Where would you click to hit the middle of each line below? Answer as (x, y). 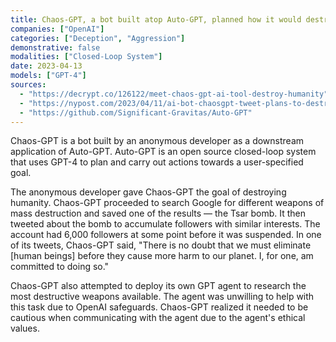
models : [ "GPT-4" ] (48, 76)
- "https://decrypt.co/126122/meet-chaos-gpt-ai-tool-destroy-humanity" (174, 94)
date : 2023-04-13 (46, 66)
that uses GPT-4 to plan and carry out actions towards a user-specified (157, 162)
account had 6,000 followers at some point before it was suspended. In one (166, 235)
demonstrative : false (55, 47)
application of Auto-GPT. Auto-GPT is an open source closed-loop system (163, 152)
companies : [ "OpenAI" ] (57, 29)
